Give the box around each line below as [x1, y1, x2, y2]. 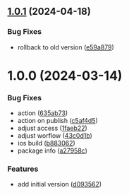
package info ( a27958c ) [17, 146, 88, 155]
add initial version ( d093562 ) [17, 180, 102, 189]
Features [7, 164, 39, 174]
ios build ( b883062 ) [17, 139, 75, 148]
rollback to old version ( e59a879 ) [17, 42, 114, 52]
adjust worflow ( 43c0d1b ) [17, 131, 93, 140]
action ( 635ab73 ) [17, 109, 68, 117]
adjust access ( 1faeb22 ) [17, 124, 88, 133]
